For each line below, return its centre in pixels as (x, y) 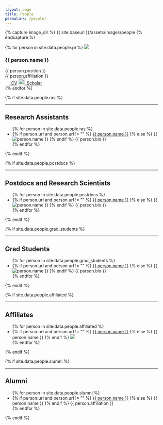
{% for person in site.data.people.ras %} (52, 129)
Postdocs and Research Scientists (58, 183)
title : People (19, 14)
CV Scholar (26, 83)
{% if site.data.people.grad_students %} (45, 229)
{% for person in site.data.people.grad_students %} (64, 261)
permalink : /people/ (26, 18)
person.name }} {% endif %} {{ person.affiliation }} (63, 403)
